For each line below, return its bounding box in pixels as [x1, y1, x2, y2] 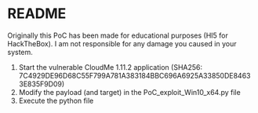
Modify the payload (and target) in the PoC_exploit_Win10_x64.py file [18, 87, 241, 97]
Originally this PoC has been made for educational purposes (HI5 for [7, 31, 228, 40]
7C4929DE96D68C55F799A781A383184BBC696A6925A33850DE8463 [18, 71, 251, 80]
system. [7, 47, 33, 56]
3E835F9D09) [18, 79, 65, 89]
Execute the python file [18, 96, 94, 105]
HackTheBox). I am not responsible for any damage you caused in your [7, 38, 237, 48]
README [7, 5, 67, 23]
